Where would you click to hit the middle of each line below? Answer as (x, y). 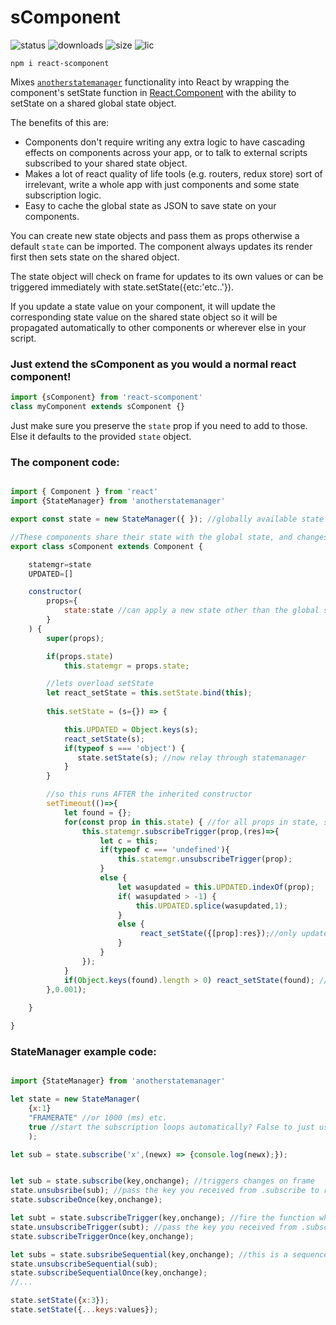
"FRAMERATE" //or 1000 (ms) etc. (98, 1117)
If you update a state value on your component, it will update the (143, 306)
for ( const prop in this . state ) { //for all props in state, (191, 822)
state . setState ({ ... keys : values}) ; (84, 1310)
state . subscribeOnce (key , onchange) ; (86, 1200)
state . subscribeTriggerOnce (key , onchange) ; (102, 1236)
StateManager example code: (83, 1051)
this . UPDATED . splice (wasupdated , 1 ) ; (211, 906)
